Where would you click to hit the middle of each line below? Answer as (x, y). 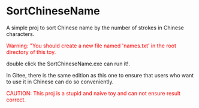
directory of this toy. (31, 52)
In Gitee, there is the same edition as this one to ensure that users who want (100, 75)
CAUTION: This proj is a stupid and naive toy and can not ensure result (94, 93)
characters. (20, 34)
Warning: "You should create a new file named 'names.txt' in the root (91, 46)
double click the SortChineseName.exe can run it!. (68, 64)
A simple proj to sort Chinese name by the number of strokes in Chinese (95, 28)
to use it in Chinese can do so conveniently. (60, 82)
